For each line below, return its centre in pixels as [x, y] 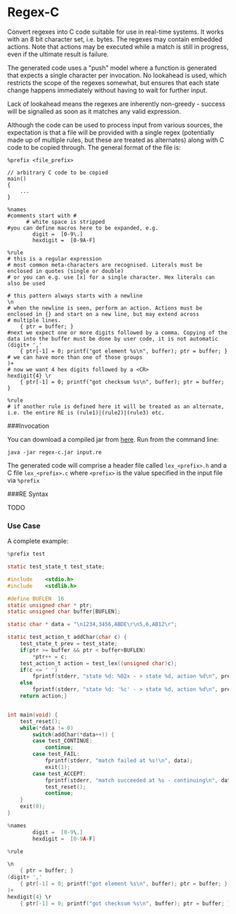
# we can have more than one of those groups [75, 357]
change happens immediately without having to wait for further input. [107, 90]
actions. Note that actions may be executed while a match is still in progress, [118, 46]
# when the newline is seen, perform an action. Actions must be [105, 308]
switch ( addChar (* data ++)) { [73, 735]
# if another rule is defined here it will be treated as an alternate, [116, 406]
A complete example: [38, 541]
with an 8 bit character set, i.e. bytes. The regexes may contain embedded [115, 39]
